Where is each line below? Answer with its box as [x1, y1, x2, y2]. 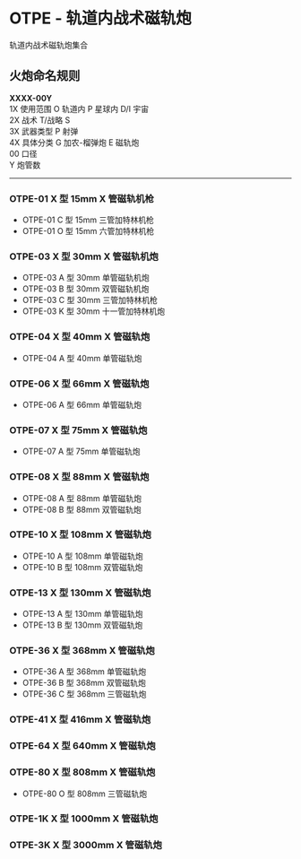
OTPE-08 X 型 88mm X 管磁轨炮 [9, 471, 150, 483]
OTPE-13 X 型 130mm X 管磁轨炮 [9, 586, 151, 599]
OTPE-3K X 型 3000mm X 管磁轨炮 [9, 839, 163, 852]
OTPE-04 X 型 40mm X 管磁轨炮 [9, 331, 150, 343]
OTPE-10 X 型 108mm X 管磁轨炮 [9, 528, 152, 541]
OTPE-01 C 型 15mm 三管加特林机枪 [21, 214, 154, 225]
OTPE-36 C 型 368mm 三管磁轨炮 [21, 689, 147, 699]
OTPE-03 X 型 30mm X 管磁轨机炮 [9, 250, 159, 263]
